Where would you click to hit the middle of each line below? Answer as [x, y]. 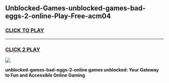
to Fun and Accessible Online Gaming [45, 75]
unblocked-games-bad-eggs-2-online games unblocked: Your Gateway [82, 69]
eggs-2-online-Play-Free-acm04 [58, 16]
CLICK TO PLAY [25, 31]
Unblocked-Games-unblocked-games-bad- [75, 8]
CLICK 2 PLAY [23, 49]
